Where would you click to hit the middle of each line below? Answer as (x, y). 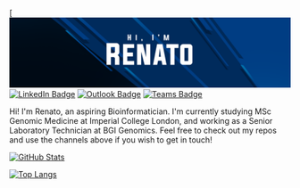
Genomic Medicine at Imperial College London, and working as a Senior (141, 121)
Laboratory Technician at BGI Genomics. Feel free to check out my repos (143, 130)
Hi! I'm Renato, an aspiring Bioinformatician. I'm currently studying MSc (141, 111)
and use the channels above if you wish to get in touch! (111, 140)
